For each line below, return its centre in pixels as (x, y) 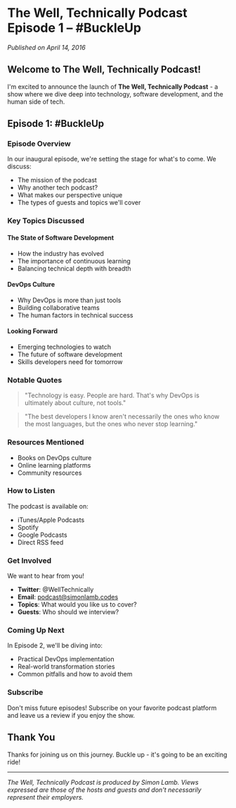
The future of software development (70, 354)
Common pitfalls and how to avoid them (75, 674)
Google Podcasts (42, 535)
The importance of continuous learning (74, 261)
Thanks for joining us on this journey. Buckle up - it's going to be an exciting (117, 754)
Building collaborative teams (58, 307)
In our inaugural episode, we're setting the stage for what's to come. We (112, 159)
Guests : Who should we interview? (68, 612)
